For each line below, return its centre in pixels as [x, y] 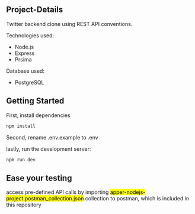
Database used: [25, 71]
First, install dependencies [38, 115]
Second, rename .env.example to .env [52, 137]
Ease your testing [39, 178]
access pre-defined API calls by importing [57, 192]
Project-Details [35, 10]
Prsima [23, 59]
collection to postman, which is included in [137, 199]
